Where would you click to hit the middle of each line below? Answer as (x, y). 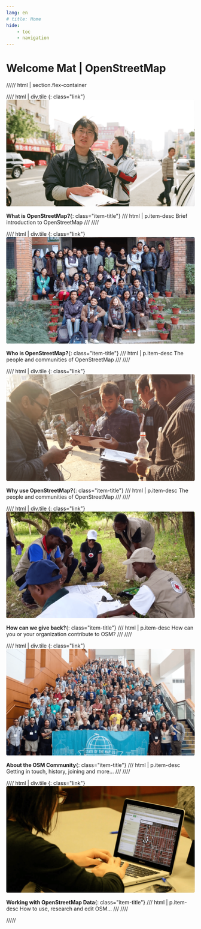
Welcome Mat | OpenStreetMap (86, 68)
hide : (13, 25)
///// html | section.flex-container (46, 85)
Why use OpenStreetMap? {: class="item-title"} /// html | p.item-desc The (97, 491)
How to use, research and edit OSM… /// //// (74, 909)
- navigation (33, 38)
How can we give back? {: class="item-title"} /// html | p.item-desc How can (100, 628)
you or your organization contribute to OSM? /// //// (69, 634)
